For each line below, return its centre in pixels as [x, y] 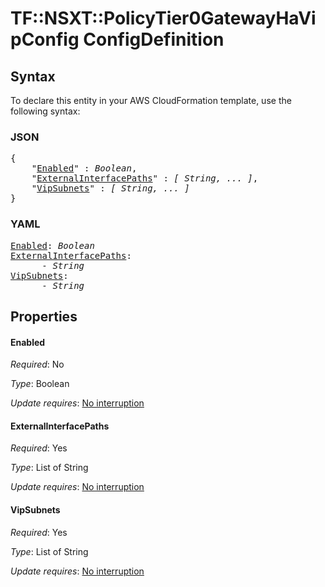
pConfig [45, 39]
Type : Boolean [40, 384]
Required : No [37, 364]
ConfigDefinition [154, 39]
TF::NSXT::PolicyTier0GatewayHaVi [163, 18]
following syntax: [45, 111]
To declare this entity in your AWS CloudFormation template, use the [151, 100]
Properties [44, 316]
